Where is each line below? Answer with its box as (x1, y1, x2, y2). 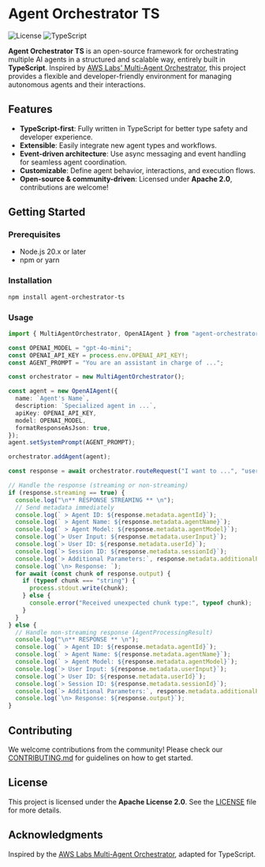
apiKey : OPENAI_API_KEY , (15, 409, 97, 417)
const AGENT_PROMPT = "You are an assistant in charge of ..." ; (8, 359, 224, 367)
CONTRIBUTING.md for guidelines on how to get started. (8, 752, 193, 763)
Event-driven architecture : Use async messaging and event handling (19, 149, 246, 158)
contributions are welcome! (19, 183, 109, 192)
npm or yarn (19, 255, 60, 265)
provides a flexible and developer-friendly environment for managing (8, 71, 233, 81)
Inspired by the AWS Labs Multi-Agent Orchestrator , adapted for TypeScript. (8, 849, 256, 858)
